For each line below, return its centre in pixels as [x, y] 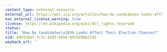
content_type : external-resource [40, 10]
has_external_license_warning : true [43, 19]
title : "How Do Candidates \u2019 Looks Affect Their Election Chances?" [82, 33]
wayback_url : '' [22, 42]
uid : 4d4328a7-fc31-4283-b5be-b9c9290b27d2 [51, 38]
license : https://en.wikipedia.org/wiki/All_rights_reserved [70, 24]
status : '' [16, 28]
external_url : [20, 14]
